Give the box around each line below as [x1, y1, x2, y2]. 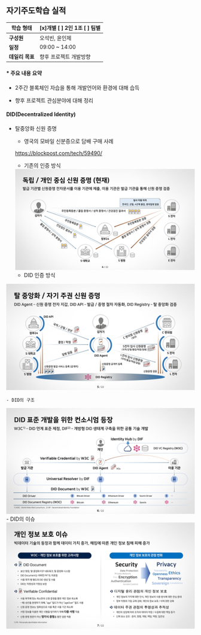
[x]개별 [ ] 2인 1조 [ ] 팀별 [39, 25, 100, 32]
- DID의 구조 [6, 397, 35, 403]
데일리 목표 [8, 53, 35, 60]
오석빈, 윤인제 [39, 34, 72, 41]
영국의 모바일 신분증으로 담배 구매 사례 [23, 137, 114, 145]
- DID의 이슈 [6, 515, 35, 522]
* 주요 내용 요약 [6, 69, 42, 77]
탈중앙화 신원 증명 [14, 124, 57, 132]
